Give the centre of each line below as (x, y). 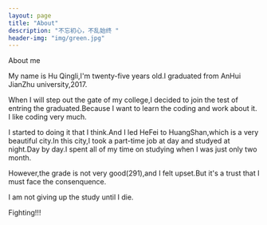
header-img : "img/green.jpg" (57, 38)
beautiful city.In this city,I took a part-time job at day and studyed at (119, 141)
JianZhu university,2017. (48, 85)
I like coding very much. (48, 117)
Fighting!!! (25, 213)
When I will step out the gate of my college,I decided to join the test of (124, 100)
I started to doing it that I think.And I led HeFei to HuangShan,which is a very (133, 132)
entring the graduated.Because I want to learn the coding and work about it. (133, 109)
